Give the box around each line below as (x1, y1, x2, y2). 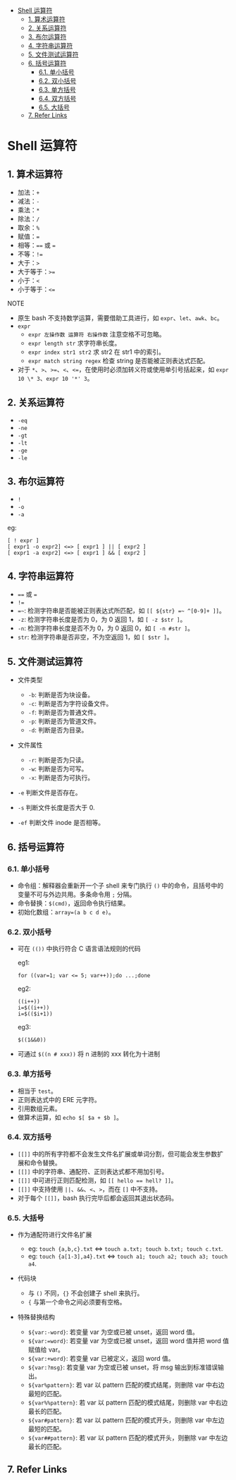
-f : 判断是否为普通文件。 (27, 708, 100, 717)
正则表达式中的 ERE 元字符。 (17, 1095, 101, 1103)
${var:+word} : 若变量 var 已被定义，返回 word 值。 (27, 1354, 175, 1363)
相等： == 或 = (17, 241, 56, 249)
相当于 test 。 (17, 1087, 58, 1095)
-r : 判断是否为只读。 (27, 756, 88, 764)
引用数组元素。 (17, 1104, 61, 1113)
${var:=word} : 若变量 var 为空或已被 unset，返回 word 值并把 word (27, 1337, 222, 1345)
